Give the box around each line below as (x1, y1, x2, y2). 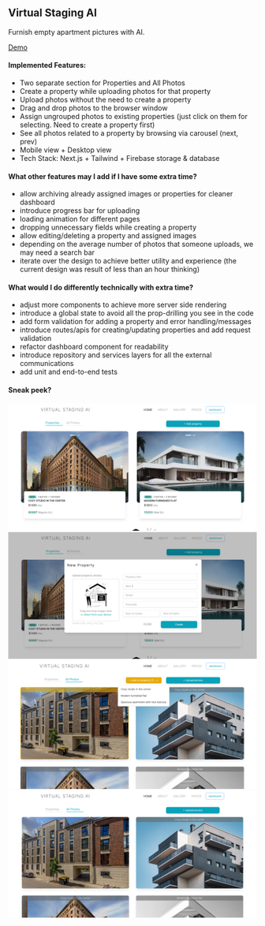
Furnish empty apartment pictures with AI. (8, 27, 145, 36)
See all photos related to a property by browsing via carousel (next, (19, 129, 239, 138)
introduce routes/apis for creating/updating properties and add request (19, 325, 251, 334)
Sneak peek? (8, 386, 52, 395)
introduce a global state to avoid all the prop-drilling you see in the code (19, 308, 254, 318)
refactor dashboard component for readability (19, 342, 169, 352)
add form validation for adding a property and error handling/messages (19, 317, 252, 327)
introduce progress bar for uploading (19, 206, 140, 215)
